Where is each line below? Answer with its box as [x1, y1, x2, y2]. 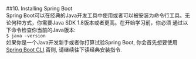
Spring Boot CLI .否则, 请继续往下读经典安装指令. [6, 46, 122, 53]
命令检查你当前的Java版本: [11, 26, 76, 33]
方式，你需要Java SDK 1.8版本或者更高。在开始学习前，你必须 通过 [21, 19, 183, 26]
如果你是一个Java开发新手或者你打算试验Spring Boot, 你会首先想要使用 [6, 39, 178, 46]
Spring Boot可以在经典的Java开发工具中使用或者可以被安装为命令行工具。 [6, 12, 185, 19]
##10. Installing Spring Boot [6, 5, 73, 12]
